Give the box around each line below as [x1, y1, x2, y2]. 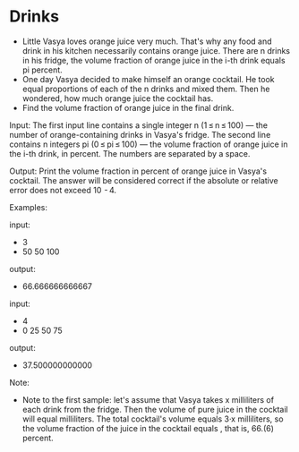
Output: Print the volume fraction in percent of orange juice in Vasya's [9, 166, 267, 176]
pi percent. [21, 64, 63, 75]
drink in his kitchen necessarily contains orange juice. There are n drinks [21, 45, 291, 55]
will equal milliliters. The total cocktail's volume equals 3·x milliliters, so [21, 414, 284, 424]
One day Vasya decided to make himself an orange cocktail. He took [21, 73, 275, 84]
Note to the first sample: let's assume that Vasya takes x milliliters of [21, 394, 275, 405]
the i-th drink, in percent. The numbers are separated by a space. [9, 148, 251, 158]
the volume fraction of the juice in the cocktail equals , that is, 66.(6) [21, 422, 275, 433]
